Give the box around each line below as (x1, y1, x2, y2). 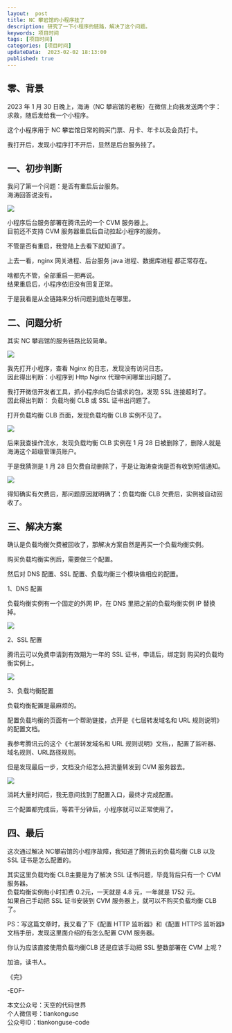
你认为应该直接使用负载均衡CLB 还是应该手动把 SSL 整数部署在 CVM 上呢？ (7, 943, 223, 951)
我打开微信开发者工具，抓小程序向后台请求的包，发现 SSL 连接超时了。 (7, 388, 210, 396)
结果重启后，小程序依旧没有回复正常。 (7, 280, 116, 288)
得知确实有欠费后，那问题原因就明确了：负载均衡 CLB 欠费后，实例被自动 (7, 489, 217, 498)
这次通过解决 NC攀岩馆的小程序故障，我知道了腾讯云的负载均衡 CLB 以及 (7, 847, 215, 855)
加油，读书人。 (7, 958, 50, 966)
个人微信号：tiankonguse (7, 1009, 79, 1018)
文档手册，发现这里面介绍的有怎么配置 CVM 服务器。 (7, 928, 159, 937)
